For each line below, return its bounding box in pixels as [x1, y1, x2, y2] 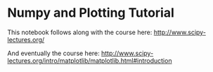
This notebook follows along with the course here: [7, 28, 153, 36]
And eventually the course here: [7, 49, 100, 57]
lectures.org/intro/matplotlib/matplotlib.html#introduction [7, 56, 172, 64]
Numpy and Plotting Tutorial [7, 5, 174, 21]
